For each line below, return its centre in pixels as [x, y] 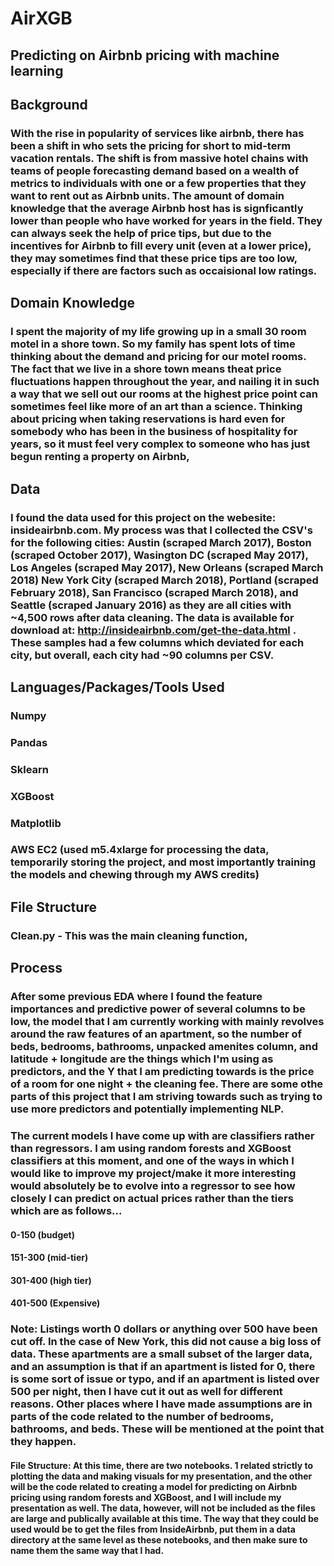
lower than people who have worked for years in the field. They [166, 220]
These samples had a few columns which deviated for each [157, 642]
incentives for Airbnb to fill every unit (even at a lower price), [161, 245]
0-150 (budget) [42, 1234]
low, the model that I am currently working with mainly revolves [167, 1022]
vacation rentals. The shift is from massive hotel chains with [159, 158]
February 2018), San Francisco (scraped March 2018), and [154, 592]
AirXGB [41, 18]
